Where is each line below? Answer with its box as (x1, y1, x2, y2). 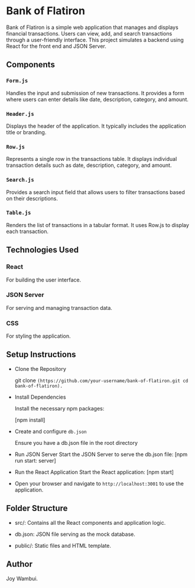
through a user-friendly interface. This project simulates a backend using (6, 36, 184, 43)
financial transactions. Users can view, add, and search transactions (6, 30, 173, 37)
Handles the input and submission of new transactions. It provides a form (6, 89, 184, 96)
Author (6, 559, 32, 569)
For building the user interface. (6, 276, 82, 283)
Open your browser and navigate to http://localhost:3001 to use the (14, 480, 184, 487)
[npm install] (14, 416, 45, 424)
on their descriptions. (6, 195, 58, 202)
